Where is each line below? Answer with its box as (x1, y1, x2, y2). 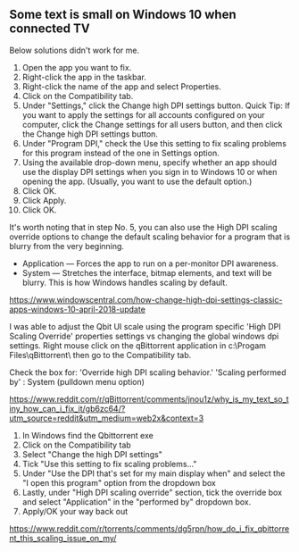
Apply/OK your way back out (21, 506, 129, 516)
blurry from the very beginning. (9, 240, 125, 251)
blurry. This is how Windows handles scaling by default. (21, 277, 228, 288)
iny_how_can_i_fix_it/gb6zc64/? (9, 403, 126, 414)
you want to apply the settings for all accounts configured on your (21, 109, 265, 120)
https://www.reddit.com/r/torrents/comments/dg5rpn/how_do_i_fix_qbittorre (9, 523, 290, 534)
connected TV (9, 21, 91, 37)
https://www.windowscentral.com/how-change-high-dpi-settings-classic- (9, 294, 283, 305)
